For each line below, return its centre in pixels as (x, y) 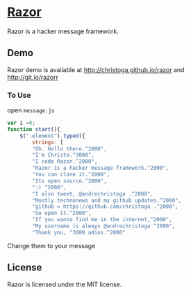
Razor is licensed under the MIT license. (65, 284)
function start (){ (34, 129)
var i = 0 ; (22, 123)
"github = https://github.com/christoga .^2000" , (105, 207)
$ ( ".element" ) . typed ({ (52, 136)
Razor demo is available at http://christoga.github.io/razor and (96, 69)
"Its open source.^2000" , (70, 181)
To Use (19, 95)
